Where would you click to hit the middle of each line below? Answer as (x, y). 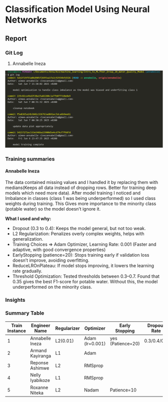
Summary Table (25, 313)
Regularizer (67, 328)
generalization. (28, 239)
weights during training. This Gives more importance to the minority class (81, 204)
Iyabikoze (40, 380)
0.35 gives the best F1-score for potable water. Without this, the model (85, 281)
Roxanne (39, 387)
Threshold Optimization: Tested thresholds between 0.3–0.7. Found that (86, 276)
